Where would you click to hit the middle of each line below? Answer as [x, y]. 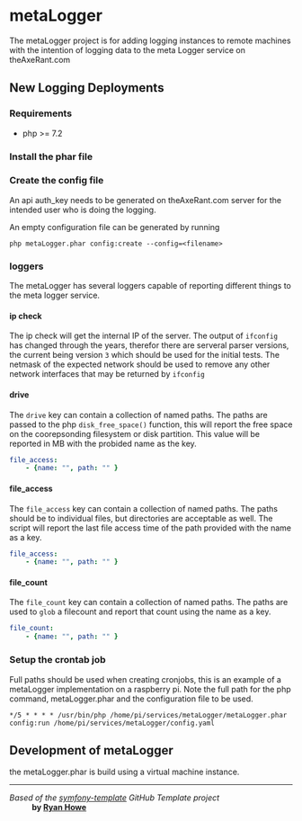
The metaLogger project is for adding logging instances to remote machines [150, 40]
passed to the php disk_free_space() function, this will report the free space [151, 424]
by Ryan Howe [59, 808]
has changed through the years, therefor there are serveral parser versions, [149, 345]
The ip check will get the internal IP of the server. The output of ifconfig [144, 336]
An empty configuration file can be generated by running [115, 227]
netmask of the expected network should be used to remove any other [140, 364]
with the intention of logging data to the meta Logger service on [127, 49]
